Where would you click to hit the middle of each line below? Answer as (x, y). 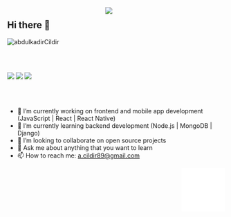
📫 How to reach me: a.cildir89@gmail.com (78, 155)
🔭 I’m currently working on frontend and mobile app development (110, 111)
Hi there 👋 (29, 25)
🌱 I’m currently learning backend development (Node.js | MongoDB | (114, 125)
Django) (28, 133)
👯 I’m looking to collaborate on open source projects (92, 140)
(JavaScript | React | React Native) (66, 118)
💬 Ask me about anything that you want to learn (85, 147)
